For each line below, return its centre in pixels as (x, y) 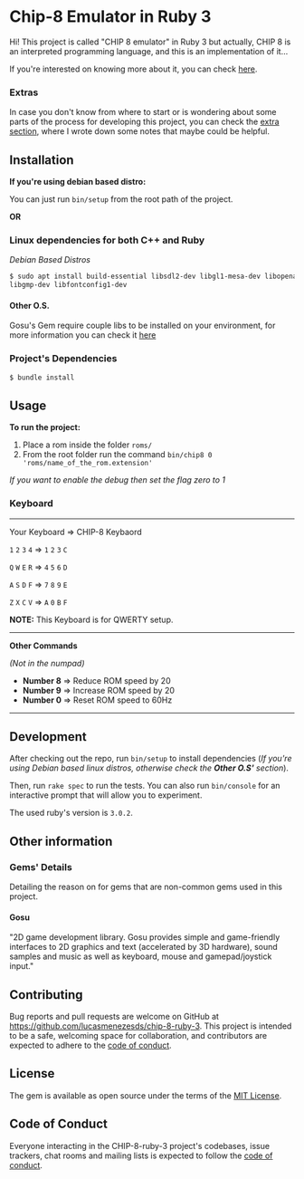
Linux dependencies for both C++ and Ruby (107, 240)
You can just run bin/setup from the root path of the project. (121, 199)
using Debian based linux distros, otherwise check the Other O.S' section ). (149, 768)
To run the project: (45, 427)
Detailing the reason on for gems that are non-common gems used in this (146, 887)
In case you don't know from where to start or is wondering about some (143, 112)
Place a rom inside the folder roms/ (87, 445)
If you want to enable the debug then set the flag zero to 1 (118, 480)
